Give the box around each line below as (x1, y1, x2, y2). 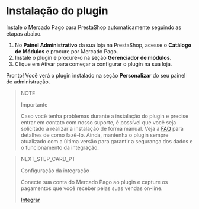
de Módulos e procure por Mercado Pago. (14, 47, 118, 54)
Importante (20, 101, 48, 108)
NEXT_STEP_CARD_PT (20, 155, 76, 162)
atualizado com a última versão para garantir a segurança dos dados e (20, 137, 193, 144)
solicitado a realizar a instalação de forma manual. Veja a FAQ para (20, 125, 184, 132)
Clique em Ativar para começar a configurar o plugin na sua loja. (14, 60, 172, 67)
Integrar (20, 196, 40, 203)
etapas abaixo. (6, 30, 43, 37)
